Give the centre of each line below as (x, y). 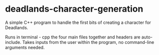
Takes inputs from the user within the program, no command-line (88, 42)
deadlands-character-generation (74, 9)
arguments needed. (25, 47)
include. (13, 42)
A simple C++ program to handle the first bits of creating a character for (78, 22)
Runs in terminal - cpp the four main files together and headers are (73, 37)
